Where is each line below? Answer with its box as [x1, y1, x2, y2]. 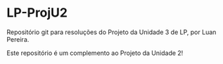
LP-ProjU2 [6, 5, 68, 21]
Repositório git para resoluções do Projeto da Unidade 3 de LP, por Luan [6, 28, 217, 36]
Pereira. [6, 35, 30, 43]
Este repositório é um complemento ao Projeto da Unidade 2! [6, 49, 184, 57]
